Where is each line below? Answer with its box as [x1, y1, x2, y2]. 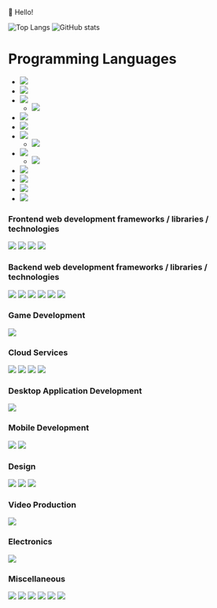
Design [8, 460, 36, 471]
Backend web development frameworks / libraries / [8, 262, 208, 273]
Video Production [8, 499, 77, 510]
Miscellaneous [8, 573, 65, 584]
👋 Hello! [8, 8, 34, 16]
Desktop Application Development [8, 386, 142, 397]
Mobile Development [8, 423, 90, 434]
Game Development [8, 310, 86, 321]
